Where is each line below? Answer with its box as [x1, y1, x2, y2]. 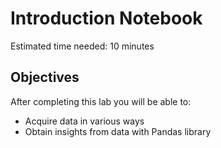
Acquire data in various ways [24, 115, 145, 127]
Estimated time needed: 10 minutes [10, 40, 155, 52]
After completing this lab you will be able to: [10, 95, 192, 107]
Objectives [10, 69, 80, 86]
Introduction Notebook [10, 7, 203, 30]
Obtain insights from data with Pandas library [24, 125, 212, 137]
